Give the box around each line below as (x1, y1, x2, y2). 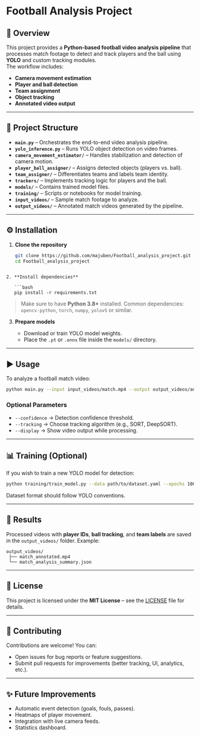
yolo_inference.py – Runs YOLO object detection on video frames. (14, 145, 179, 152)
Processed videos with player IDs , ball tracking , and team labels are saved (6, 530, 192, 538)
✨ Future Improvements (6, 689, 96, 699)
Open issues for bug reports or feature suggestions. (14, 653, 143, 661)
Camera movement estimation (14, 75, 92, 81)
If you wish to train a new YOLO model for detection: (6, 469, 135, 477)
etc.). (14, 666, 28, 673)
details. (6, 603, 24, 610)
